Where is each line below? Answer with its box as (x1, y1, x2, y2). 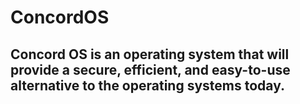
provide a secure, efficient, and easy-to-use (10, 61, 291, 78)
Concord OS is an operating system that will (10, 46, 290, 63)
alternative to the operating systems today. (10, 77, 285, 94)
